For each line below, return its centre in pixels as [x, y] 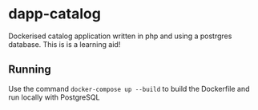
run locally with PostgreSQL [54, 97]
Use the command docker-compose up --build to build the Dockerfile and [129, 88]
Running [30, 70]
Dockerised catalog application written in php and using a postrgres [120, 36]
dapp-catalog [55, 14]
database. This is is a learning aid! [64, 44]
